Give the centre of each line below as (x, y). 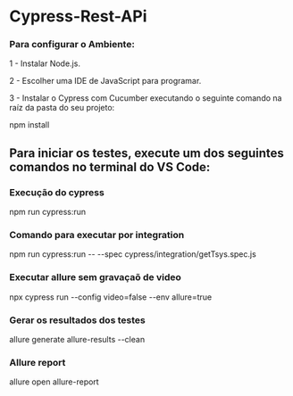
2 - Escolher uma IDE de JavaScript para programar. (105, 81)
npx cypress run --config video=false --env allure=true (111, 297)
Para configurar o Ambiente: (72, 45)
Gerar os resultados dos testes (77, 320)
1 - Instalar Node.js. (45, 63)
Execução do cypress (57, 192)
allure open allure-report (54, 382)
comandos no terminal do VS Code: (110, 167)
